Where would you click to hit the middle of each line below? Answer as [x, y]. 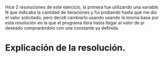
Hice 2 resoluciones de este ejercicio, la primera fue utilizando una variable [82, 7]
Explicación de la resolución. [65, 48]
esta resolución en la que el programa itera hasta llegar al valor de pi [75, 23]
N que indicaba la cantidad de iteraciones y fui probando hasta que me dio [81, 12]
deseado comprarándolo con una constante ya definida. [62, 28]
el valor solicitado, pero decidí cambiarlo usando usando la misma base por [82, 17]
